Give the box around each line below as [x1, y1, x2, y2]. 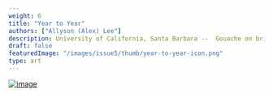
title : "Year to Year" [8, 19, 85, 27]
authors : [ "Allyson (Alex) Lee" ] [8, 27, 122, 35]
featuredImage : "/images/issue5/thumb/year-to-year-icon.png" [8, 49, 223, 57]
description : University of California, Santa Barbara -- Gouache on [8, 34, 253, 43]
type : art [8, 57, 42, 65]
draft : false [8, 42, 53, 50]
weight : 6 [8, 11, 42, 20]
